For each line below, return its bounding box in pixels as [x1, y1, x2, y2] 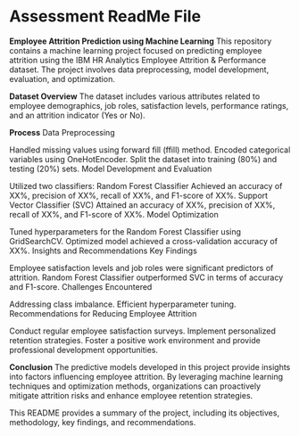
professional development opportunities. [9, 344, 159, 355]
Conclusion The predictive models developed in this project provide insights [9, 361, 291, 372]
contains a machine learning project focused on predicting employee [9, 45, 262, 55]
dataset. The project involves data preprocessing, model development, [9, 64, 270, 75]
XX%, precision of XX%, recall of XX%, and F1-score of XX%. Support [9, 190, 269, 201]
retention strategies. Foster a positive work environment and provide [9, 334, 261, 345]
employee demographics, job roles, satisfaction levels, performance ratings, [9, 100, 289, 111]
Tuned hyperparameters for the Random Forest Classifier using [9, 226, 242, 237]
